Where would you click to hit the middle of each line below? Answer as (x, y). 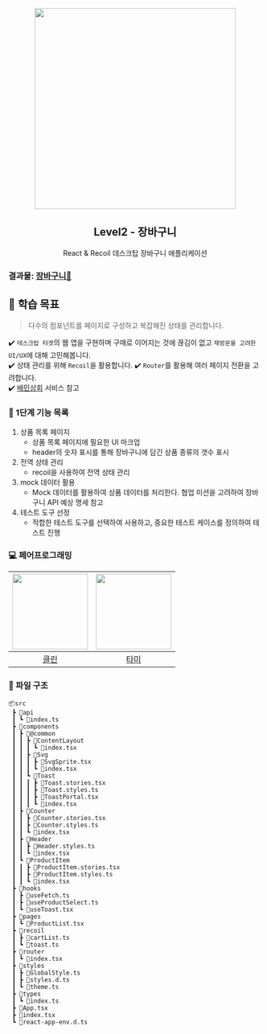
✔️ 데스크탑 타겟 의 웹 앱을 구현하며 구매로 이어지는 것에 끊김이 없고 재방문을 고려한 (132, 343)
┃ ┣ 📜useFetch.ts (41, 896)
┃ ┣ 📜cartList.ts (41, 938)
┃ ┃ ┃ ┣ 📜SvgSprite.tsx (51, 762)
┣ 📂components (35, 727)
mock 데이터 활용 (47, 482)
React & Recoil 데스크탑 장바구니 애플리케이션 (135, 252)
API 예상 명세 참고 (75, 502)
